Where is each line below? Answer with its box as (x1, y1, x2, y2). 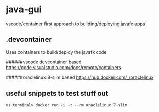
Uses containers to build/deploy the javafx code (6, 49, 107, 55)
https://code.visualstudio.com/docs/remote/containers (6, 64, 121, 70)
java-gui (6, 4, 42, 15)
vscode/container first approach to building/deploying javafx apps (6, 20, 145, 27)
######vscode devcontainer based (6, 59, 82, 65)
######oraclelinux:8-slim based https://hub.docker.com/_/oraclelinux (6, 74, 154, 80)
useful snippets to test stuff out (6, 89, 108, 98)
